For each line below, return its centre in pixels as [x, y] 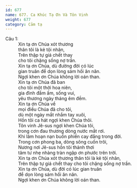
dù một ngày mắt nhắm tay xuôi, [52, 115]
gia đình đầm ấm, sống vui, [47, 93]
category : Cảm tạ [24, 24]
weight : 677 [18, 19]
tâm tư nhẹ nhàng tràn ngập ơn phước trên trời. [68, 153]
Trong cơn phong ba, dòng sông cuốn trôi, [63, 142]
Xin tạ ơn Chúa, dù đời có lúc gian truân [60, 169]
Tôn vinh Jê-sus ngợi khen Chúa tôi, [56, 126]
